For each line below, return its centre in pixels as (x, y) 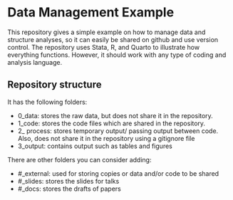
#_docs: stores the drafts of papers (69, 189)
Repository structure (55, 85)
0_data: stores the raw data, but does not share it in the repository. (115, 115)
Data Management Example (91, 12)
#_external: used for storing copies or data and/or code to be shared (118, 173)
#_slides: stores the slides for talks (68, 181)
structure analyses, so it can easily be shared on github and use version (113, 39)
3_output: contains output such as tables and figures (95, 146)
